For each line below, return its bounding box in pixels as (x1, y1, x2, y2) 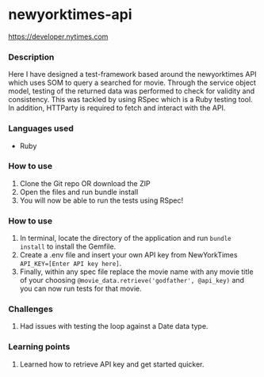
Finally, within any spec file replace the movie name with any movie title (19, 267, 254, 276)
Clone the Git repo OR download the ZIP (19, 178, 151, 188)
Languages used (8, 123, 74, 134)
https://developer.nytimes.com (8, 32, 109, 41)
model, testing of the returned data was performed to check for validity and (8, 86, 255, 96)
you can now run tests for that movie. (19, 284, 142, 294)
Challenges (8, 303, 53, 314)
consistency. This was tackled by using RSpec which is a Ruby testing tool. (8, 95, 253, 105)
